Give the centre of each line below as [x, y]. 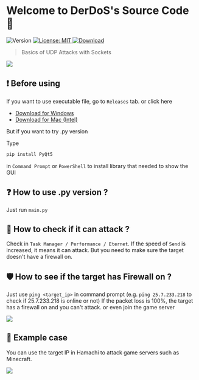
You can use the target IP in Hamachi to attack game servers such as [93, 352]
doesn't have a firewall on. [40, 257]
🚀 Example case [37, 338]
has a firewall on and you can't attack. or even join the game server [91, 308]
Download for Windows [44, 113]
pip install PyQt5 [30, 154]
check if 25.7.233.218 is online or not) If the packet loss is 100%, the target [100, 301]
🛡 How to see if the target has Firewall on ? [89, 277]
